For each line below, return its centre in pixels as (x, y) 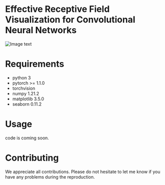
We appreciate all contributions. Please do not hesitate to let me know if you (83, 172)
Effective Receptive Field (57, 9)
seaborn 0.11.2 (27, 104)
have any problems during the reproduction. (50, 177)
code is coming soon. (27, 138)
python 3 (22, 77)
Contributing (32, 158)
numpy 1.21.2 (26, 93)
